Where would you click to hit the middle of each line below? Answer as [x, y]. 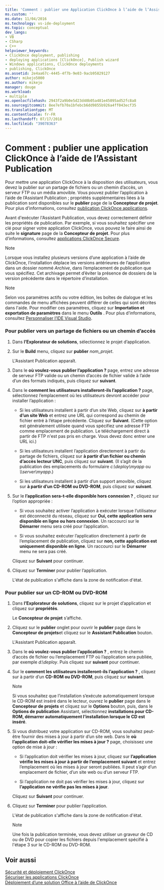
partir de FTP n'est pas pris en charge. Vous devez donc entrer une [87, 436]
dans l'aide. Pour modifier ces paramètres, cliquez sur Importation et [75, 308]
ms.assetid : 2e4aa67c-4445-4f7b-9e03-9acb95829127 [58, 74]
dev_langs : [16, 32]
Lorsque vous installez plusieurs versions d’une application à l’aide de [75, 257]
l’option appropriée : [32, 501]
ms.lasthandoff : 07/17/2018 [34, 119]
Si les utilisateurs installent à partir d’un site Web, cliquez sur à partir [88, 410]
